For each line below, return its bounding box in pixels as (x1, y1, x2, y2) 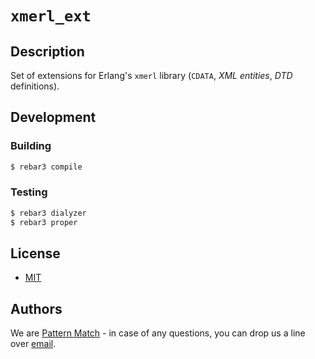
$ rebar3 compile (10, 162, 83, 172)
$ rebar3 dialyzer (10, 208, 87, 218)
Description (10, 43, 85, 60)
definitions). (10, 80, 60, 92)
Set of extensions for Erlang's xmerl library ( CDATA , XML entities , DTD (10, 70, 293, 81)
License (10, 245, 61, 262)
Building (10, 139, 52, 153)
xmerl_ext (10, 7, 92, 26)
